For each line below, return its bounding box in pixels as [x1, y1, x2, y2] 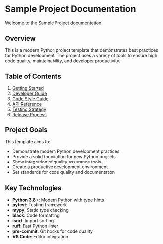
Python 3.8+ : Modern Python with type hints [12, 197, 104, 203]
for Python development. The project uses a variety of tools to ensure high [5, 52, 158, 58]
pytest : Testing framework [12, 202, 67, 208]
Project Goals [5, 125, 48, 134]
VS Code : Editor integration [12, 234, 68, 240]
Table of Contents [5, 72, 62, 81]
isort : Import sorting [12, 218, 54, 224]
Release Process [12, 111, 47, 117]
